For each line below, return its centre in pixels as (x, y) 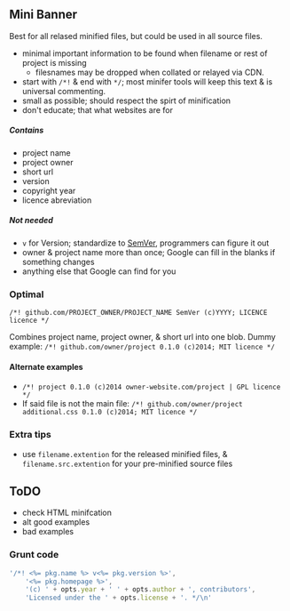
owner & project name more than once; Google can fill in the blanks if (149, 252)
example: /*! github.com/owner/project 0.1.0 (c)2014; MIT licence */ (142, 347)
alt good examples (56, 522)
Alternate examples (46, 366)
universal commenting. (64, 91)
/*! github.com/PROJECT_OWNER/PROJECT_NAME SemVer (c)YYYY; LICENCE (138, 313)
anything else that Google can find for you (99, 271)
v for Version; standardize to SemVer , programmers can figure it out (145, 243)
